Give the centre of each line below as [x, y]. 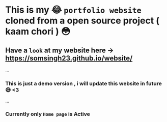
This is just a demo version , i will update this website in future [83, 83]
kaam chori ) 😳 [38, 32]
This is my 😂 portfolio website [73, 10]
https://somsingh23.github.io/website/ [69, 58]
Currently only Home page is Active [48, 114]
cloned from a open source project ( [82, 21]
